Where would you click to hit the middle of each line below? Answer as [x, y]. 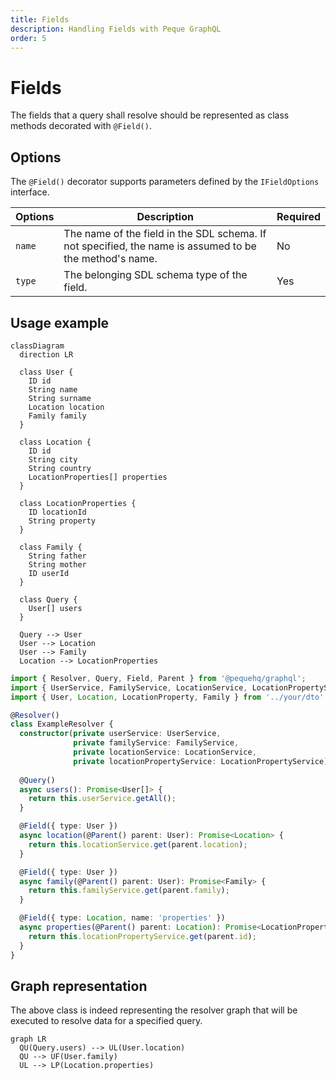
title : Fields [40, 19]
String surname [60, 398]
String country [60, 468]
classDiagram [37, 346]
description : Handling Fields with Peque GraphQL [116, 29]
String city [53, 459]
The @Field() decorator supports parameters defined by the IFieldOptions [165, 182]
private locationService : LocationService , [165, 752]
